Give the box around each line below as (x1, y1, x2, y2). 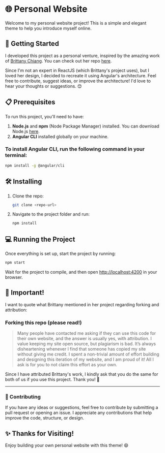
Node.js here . (12, 128, 40, 134)
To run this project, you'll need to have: (5, 113, 84, 119)
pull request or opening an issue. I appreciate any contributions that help (5, 410, 152, 416)
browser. (5, 274, 23, 280)
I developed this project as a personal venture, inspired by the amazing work (5, 53, 160, 59)
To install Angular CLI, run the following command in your (5, 146, 145, 153)
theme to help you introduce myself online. (5, 25, 92, 31)
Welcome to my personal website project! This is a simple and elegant (5, 20, 146, 26)
